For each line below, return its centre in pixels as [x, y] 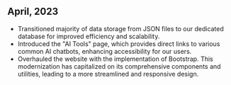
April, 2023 [33, 12]
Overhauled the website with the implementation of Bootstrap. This [115, 59]
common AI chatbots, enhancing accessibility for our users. [105, 51]
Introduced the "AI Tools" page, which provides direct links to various [119, 44]
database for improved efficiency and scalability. [89, 36]
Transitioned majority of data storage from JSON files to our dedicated [121, 28]
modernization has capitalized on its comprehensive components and [119, 66]
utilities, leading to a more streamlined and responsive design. [108, 74]
